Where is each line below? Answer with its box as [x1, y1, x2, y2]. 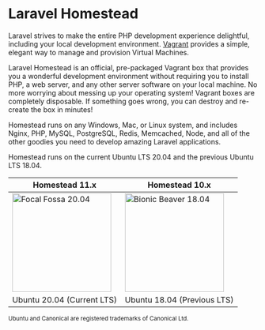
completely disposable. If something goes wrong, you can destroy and [8, 96, 238, 106]
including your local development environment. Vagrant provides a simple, [8, 39, 251, 48]
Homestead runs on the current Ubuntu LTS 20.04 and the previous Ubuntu [8, 152, 255, 162]
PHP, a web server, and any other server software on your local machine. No [8, 80, 258, 89]
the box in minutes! [30, 104, 93, 114]
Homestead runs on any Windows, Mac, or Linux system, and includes [8, 120, 238, 129]
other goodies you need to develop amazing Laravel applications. [8, 137, 221, 146]
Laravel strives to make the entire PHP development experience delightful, [8, 31, 250, 40]
